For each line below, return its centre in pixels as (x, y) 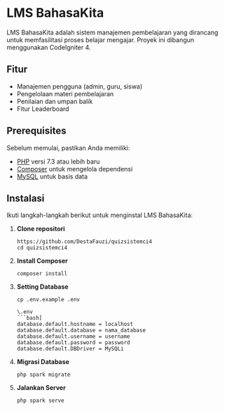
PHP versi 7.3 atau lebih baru (58, 161)
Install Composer (42, 261)
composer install (42, 274)
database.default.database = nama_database (81, 331)
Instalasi (26, 198)
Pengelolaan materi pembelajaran (65, 93)
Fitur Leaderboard (43, 109)
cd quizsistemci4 (42, 248)
